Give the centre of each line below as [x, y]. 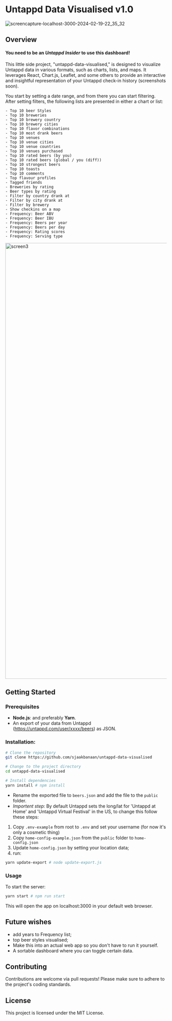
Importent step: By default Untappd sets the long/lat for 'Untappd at [84, 806]
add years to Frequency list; [42, 934]
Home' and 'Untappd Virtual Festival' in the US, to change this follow [85, 811]
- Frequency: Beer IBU [29, 218]
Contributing [26, 967]
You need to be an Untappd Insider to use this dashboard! [68, 53]
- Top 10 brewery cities [32, 124]
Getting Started [30, 692]
